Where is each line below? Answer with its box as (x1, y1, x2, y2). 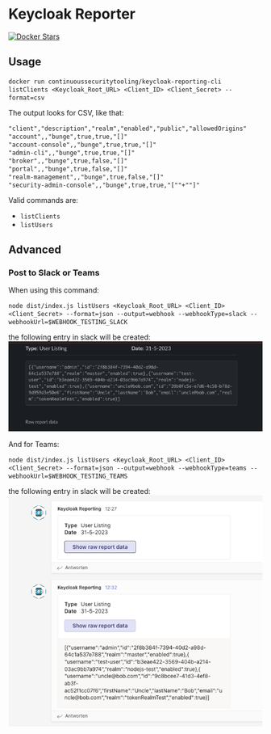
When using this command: (8, 285, 99, 295)
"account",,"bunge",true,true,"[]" (8, 133, 128, 141)
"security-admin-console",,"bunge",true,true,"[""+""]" (8, 181, 200, 189)
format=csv (8, 94, 45, 102)
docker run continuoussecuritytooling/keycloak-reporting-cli (8, 78, 222, 86)
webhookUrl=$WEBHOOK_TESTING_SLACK (8, 318, 128, 327)
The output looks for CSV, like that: (8, 108, 124, 117)
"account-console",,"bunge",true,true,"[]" (8, 141, 157, 149)
